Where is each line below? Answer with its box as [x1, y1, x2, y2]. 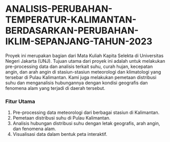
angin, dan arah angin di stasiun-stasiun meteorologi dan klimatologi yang [5, 68, 161, 75]
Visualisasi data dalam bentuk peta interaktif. [12, 131, 108, 137]
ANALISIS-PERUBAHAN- [5, 3, 113, 15]
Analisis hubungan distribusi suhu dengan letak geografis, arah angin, [12, 121, 160, 127]
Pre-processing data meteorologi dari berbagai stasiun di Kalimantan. [12, 109, 160, 115]
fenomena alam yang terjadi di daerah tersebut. [5, 85, 105, 91]
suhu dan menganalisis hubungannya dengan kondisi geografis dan [5, 80, 148, 86]
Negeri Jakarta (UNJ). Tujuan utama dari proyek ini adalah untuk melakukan [5, 58, 165, 64]
